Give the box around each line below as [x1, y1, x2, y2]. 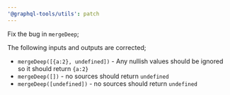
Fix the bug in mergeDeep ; [7, 30, 79, 38]
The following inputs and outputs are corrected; [7, 43, 146, 51]
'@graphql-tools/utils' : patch [7, 10, 100, 18]
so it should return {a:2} [17, 64, 89, 72]
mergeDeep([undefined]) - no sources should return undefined [17, 79, 198, 88]
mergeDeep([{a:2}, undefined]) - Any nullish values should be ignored [17, 57, 224, 65]
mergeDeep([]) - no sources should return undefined [17, 72, 169, 80]
